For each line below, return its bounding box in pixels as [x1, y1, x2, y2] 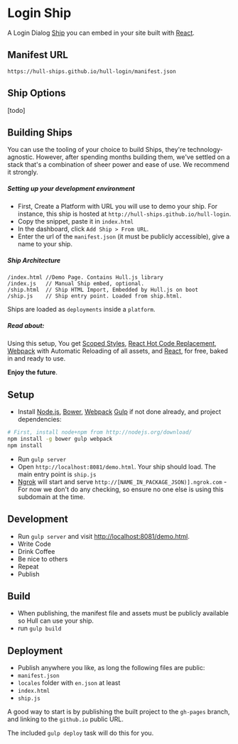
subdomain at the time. [17, 492, 85, 501]
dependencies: [17, 415, 62, 424]
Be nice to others [17, 554, 68, 563]
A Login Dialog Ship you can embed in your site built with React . [7, 28, 195, 37]
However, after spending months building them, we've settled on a [36, 153, 230, 161]
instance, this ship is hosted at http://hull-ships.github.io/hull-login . [17, 209, 232, 218]
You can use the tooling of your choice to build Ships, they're [7, 146, 186, 154]
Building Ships [7, 126, 73, 138]
